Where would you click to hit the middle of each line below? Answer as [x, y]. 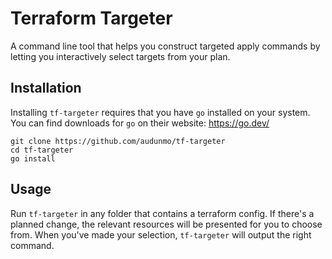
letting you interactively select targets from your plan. [120, 56]
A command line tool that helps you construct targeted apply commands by [165, 46]
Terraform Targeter [91, 18]
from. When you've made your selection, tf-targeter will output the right [161, 234]
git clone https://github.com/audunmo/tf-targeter [118, 141]
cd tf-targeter [42, 150]
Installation [46, 88]
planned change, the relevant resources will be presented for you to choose [166, 224]
